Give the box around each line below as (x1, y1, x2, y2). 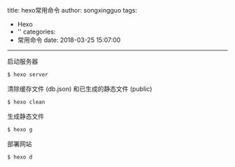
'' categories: (17, 27, 56, 36)
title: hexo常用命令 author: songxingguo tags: (7, 6, 138, 14)
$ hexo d (7, 153, 33, 161)
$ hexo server (7, 71, 49, 78)
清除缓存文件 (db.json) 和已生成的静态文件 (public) (7, 85, 152, 93)
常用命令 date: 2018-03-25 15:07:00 (17, 36, 121, 44)
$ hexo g (7, 126, 33, 133)
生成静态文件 (7, 112, 44, 120)
